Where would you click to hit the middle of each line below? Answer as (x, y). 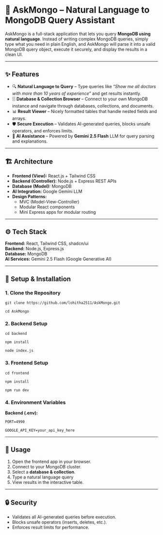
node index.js (19, 351)
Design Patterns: (29, 196)
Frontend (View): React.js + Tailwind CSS (54, 176)
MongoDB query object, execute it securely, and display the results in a (76, 49)
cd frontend (17, 373)
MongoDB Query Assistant (60, 20)
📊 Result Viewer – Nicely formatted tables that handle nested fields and (84, 111)
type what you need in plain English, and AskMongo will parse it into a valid (80, 44)
